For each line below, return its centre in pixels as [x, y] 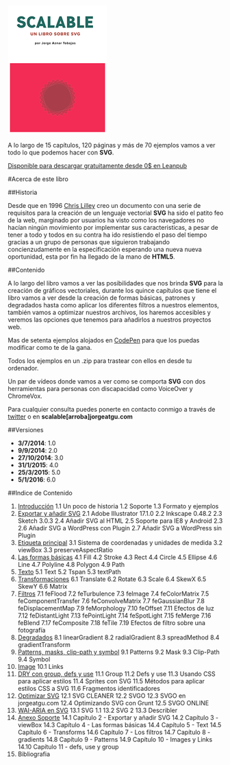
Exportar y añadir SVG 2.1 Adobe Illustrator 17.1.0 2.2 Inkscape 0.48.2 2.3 [120, 514]
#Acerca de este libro [38, 179]
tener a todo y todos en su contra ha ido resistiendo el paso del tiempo [107, 235]
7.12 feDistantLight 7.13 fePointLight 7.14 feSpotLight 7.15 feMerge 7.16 [114, 615]
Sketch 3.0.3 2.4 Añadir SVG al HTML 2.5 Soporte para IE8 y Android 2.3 [120, 521]
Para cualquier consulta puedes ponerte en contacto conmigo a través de [112, 409]
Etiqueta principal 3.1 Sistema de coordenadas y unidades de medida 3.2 [120, 543]
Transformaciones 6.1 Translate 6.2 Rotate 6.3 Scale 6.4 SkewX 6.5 [112, 579]
